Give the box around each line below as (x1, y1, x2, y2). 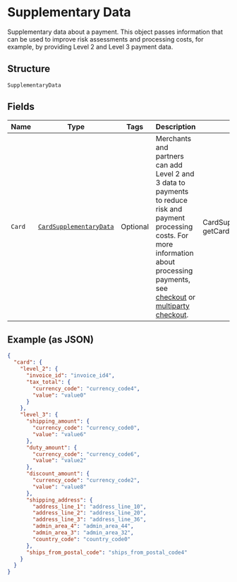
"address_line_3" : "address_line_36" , (32, 516, 147, 524)
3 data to (155, 178, 186, 187)
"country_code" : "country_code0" (32, 535, 131, 543)
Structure (7, 63, 51, 75)
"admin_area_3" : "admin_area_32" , (32, 529, 134, 536)
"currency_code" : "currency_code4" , (32, 385, 140, 392)
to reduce (155, 195, 188, 205)
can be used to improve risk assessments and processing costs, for (7, 35, 204, 43)
